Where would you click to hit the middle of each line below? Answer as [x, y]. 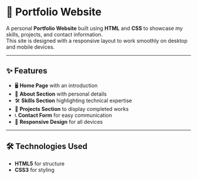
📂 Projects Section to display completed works [72, 109]
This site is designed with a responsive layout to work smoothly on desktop [97, 40]
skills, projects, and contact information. [55, 34]
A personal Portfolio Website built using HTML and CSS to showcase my [94, 28]
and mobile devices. [30, 47]
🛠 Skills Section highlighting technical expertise [73, 100]
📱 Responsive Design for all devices [59, 121]
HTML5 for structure [40, 163]
